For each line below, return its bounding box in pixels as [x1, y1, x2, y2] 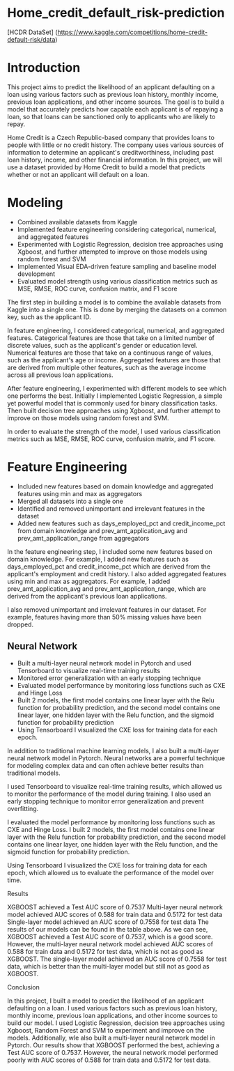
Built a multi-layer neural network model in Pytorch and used [17, 658, 192, 667]
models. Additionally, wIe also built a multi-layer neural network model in [7, 1033, 216, 1042]
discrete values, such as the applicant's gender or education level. [7, 341, 198, 349]
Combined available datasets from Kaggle [17, 217, 138, 226]
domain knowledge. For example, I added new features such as [7, 555, 189, 563]
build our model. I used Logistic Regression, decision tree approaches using [7, 1019, 225, 1027]
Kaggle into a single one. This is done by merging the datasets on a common [7, 305, 227, 314]
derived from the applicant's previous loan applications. [7, 592, 167, 600]
